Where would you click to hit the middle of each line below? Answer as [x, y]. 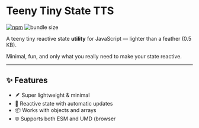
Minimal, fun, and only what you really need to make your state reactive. [94, 56]
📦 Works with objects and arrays [55, 110]
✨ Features [27, 81]
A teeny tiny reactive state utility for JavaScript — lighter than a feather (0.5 [99, 38]
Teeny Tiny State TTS [60, 11]
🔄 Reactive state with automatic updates [64, 103]
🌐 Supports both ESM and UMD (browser [65, 119]
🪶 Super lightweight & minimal [52, 95]
